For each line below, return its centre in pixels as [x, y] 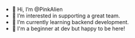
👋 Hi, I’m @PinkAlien [37, 9]
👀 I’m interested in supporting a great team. [66, 16]
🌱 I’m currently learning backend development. [70, 22]
